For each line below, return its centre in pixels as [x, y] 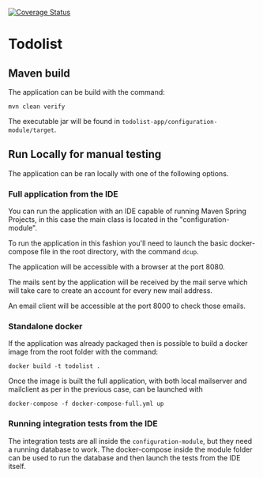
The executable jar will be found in [64, 121]
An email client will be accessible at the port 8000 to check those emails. [127, 306]
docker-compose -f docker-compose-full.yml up [86, 404]
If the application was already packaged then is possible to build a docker [128, 344]
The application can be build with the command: [87, 92]
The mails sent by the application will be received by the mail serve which [128, 282]
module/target [32, 130]
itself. [17, 466]
